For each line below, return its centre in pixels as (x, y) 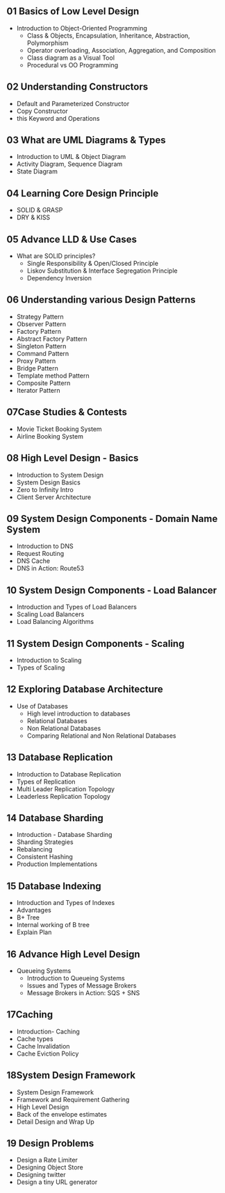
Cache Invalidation (43, 1046)
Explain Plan (34, 932)
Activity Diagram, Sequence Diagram (69, 164)
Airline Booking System (50, 436)
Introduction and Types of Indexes (66, 903)
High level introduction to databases (78, 713)
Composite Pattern (43, 383)
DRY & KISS (33, 217)
